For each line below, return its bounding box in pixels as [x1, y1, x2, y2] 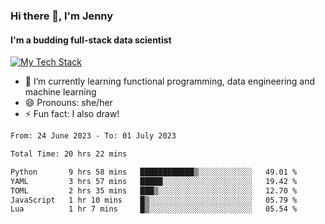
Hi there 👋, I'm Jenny [10, 9, 114, 23]
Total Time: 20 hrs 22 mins [10, 149, 128, 159]
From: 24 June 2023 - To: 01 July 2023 [10, 131, 177, 141]
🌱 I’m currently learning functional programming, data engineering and [24, 75, 316, 88]
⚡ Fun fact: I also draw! [24, 108, 120, 120]
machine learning [24, 86, 97, 98]
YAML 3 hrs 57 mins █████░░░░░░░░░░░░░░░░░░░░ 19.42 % [10, 176, 298, 186]
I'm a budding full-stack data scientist [10, 34, 172, 46]
